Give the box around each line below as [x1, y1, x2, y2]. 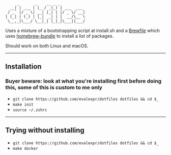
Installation [5, 62, 42, 71]
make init [12, 102, 34, 107]
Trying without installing [5, 126, 85, 135]
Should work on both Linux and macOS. [5, 43, 89, 49]
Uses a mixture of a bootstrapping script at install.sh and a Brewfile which [5, 28, 160, 34]
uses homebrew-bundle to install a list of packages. [5, 33, 114, 39]
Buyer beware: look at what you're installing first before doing [5, 77, 162, 85]
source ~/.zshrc [12, 107, 47, 113]
